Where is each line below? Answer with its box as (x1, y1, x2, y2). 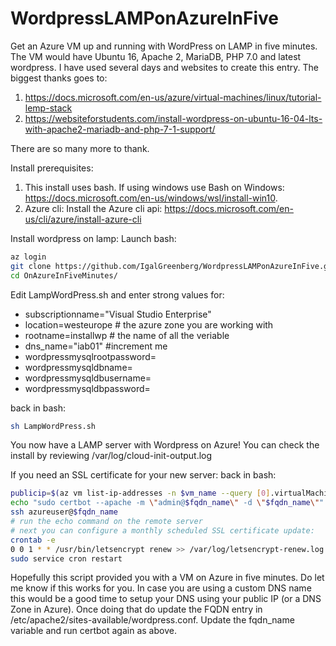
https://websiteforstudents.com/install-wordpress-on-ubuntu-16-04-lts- (24, 112, 323, 124)
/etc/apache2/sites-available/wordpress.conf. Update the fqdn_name (10, 614, 295, 626)
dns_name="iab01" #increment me (24, 340, 168, 352)
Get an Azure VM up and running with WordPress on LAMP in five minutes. (10, 40, 318, 52)
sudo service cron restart (10, 553, 123, 564)
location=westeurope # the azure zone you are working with (24, 318, 274, 331)
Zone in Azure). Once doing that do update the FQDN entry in (10, 603, 263, 616)
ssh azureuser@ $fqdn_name (10, 507, 118, 517)
